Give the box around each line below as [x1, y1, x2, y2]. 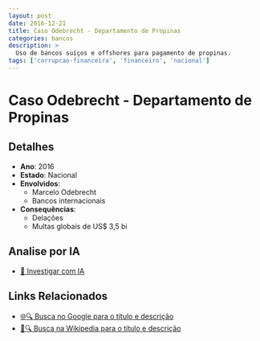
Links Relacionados [8, 290, 108, 303]
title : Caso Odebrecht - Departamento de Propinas [8, 27, 181, 35]
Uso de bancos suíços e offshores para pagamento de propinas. [15, 49, 231, 57]
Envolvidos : [19, 179, 60, 188]
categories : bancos [8, 34, 74, 43]
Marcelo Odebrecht [31, 187, 97, 197]
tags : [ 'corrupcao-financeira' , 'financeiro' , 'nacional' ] [8, 57, 210, 65]
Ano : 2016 [19, 162, 55, 171]
